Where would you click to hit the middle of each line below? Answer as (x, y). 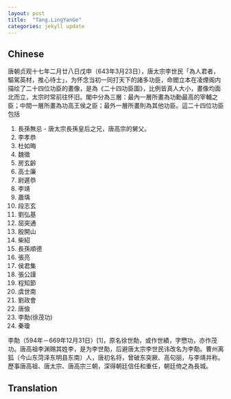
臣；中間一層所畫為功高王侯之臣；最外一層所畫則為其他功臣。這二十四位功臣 (116, 106)
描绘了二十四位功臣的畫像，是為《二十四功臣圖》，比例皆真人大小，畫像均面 (114, 88)
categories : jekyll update (46, 26)
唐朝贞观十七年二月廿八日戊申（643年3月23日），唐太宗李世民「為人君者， (114, 71)
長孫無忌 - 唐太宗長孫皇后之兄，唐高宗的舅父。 (84, 129)
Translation (33, 388)
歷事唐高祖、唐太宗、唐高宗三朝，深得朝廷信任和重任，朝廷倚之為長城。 (110, 366)
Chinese (26, 54)
